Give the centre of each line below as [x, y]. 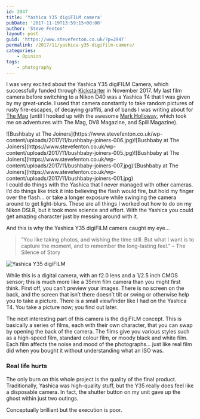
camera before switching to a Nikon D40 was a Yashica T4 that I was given [98, 97]
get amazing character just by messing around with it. [72, 216]
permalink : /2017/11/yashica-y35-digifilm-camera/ [70, 45]
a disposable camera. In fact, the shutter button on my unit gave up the [93, 392]
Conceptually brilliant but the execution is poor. [64, 409]
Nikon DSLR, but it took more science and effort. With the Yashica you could [100, 210]
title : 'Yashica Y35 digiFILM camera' [54, 17]
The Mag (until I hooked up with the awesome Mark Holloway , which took [96, 116]
